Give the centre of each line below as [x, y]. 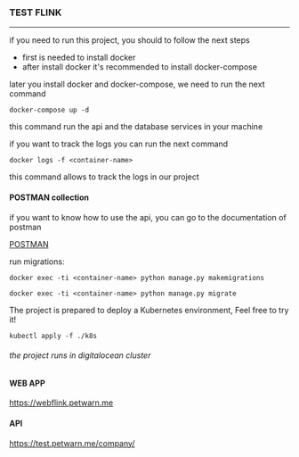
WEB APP [28, 383]
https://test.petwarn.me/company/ [72, 443]
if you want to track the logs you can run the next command [119, 144]
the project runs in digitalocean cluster [80, 355]
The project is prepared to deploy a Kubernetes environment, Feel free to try [149, 310]
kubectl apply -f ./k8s [53, 336]
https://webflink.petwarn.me [61, 403]
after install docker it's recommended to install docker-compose [140, 67]
